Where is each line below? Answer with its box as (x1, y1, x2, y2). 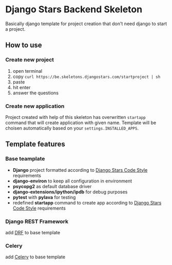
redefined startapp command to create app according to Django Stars (12, 199, 162, 206)
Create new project (5, 56, 54, 64)
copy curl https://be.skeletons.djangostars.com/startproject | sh (12, 73, 161, 79)
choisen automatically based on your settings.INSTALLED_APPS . (5, 125, 139, 131)
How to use (5, 41, 42, 50)
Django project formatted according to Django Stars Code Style (12, 167, 148, 173)
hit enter (12, 84, 31, 90)
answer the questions (12, 90, 59, 96)
